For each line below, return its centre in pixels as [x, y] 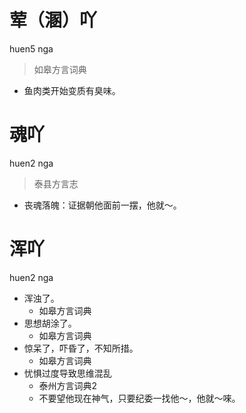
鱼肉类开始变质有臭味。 [72, 90]
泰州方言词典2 [68, 385]
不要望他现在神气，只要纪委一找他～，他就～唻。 [139, 398]
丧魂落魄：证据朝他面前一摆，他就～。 [102, 205]
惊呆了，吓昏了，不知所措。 [81, 348]
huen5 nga [31, 48]
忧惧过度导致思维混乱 [67, 373]
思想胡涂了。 [50, 323]
